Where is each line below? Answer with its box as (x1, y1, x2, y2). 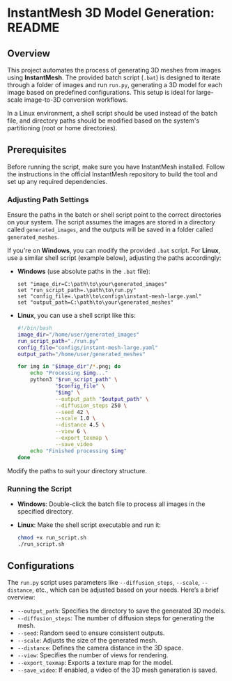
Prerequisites (7, 144, 67, 156)
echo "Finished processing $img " (30, 447, 127, 454)
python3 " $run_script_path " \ (30, 376, 118, 383)
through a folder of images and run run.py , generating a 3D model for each (7, 81, 223, 89)
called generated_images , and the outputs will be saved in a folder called (7, 225, 214, 234)
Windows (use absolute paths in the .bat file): (17, 267, 151, 276)
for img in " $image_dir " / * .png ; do (17, 363, 121, 370)
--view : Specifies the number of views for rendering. (17, 651, 169, 659)
